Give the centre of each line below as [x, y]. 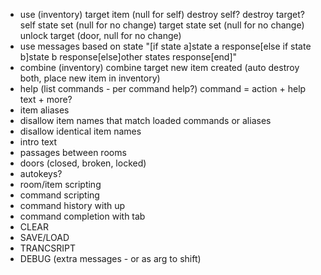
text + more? [46, 99]
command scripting [59, 195]
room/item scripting [60, 184]
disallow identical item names [80, 131]
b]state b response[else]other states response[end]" [128, 57]
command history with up [72, 205]
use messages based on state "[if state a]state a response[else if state [165, 46]
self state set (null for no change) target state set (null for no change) [162, 25]
